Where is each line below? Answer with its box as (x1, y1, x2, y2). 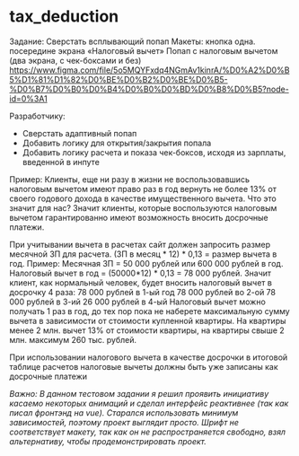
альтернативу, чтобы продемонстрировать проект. (9, 435, 207, 446)
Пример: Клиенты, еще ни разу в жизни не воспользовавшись (9, 173, 250, 185)
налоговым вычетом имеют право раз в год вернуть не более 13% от (9, 183, 277, 194)
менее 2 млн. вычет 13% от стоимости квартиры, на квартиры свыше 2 (9, 325, 285, 336)
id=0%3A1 (9, 92, 48, 104)
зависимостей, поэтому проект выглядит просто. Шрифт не (9, 417, 240, 427)
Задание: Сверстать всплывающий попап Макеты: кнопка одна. (9, 36, 256, 47)
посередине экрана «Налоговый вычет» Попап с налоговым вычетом (9, 45, 278, 56)
